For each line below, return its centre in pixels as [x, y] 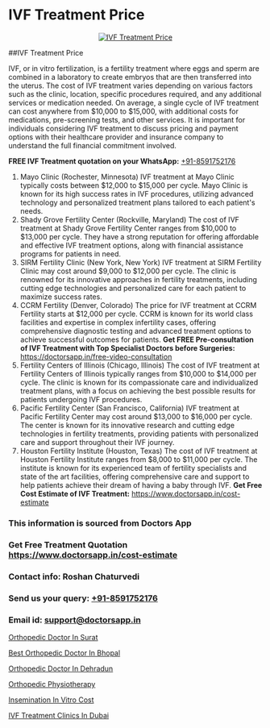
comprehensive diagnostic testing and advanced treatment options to [135, 331]
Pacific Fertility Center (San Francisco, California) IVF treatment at [130, 408]
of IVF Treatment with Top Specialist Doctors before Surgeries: [127, 347]
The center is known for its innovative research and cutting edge [127, 425]
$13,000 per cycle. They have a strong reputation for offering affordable [139, 236]
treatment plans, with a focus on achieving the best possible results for [138, 391]
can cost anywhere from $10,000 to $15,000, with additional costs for [124, 111]
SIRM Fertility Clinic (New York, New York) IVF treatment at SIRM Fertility [141, 262]
